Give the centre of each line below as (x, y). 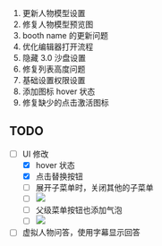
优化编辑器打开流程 (58, 47)
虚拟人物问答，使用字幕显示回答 (81, 233)
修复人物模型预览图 (58, 24)
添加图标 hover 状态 (59, 91)
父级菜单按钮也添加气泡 (79, 210)
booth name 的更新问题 (65, 35)
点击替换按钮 (59, 176)
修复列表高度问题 (54, 69)
